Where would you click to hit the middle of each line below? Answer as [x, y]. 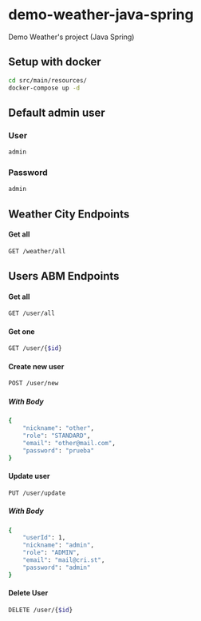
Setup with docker [55, 62]
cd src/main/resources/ [48, 80]
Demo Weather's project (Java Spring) [71, 37]
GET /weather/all [37, 251]
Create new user [36, 366]
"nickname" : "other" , [58, 428]
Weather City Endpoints [69, 214]
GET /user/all [32, 313]
